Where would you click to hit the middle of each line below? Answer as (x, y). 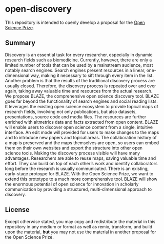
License (17, 210)
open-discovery (38, 9)
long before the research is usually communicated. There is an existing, (77, 169)
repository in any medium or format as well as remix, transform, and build (79, 226)
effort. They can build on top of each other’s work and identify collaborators (81, 163)
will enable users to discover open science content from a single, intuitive (79, 127)
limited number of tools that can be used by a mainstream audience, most (79, 65)
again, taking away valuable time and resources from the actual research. (79, 91)
